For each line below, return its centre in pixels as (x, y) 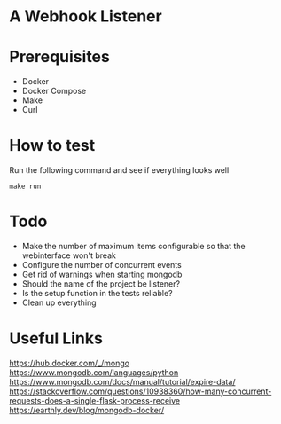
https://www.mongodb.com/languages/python (94, 372)
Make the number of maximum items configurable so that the (133, 246)
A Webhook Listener (86, 16)
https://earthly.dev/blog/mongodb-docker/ (87, 410)
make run (25, 187)
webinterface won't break (69, 255)
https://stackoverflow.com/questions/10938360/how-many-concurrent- (140, 391)
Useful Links (56, 338)
